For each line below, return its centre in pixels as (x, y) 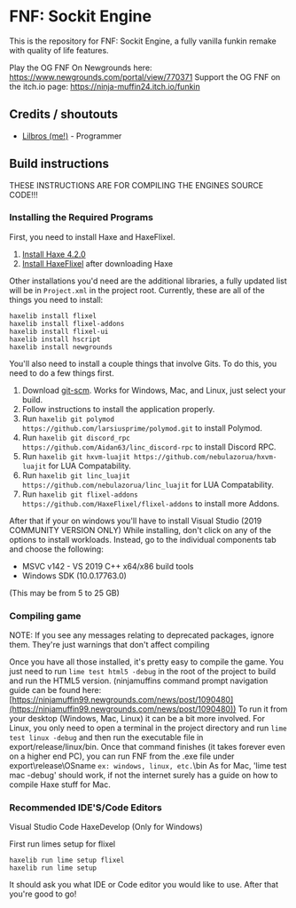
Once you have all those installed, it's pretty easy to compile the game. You (146, 662)
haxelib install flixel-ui (59, 331)
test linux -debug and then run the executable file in (106, 737)
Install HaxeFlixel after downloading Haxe (97, 263)
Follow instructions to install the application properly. (118, 409)
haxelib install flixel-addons (67, 323)
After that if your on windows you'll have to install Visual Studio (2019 (136, 521)
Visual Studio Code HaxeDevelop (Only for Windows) (106, 827)
